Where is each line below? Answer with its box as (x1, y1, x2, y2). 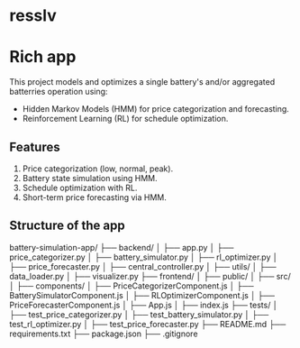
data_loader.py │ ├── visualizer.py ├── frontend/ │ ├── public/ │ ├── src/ (9, 270, 291, 281)
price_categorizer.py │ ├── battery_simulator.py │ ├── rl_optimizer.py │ (9, 252, 278, 262)
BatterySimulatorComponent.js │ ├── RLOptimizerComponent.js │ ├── (9, 289, 275, 300)
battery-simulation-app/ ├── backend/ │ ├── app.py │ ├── (9, 242, 234, 252)
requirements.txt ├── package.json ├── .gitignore (9, 328, 198, 339)
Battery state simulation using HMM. (22, 172, 158, 183)
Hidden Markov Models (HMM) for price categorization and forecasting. (22, 104, 290, 114)
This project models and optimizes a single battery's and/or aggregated (9, 77, 276, 87)
